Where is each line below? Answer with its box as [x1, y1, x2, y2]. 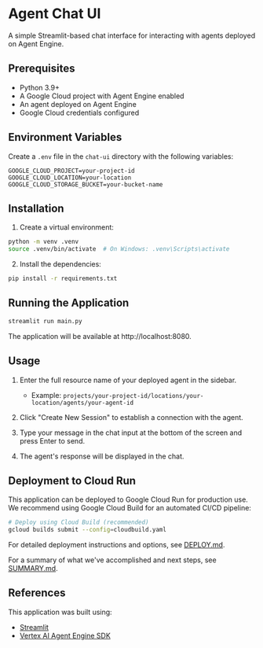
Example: [31, 390, 61, 399]
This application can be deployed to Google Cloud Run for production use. [8, 495, 249, 504]
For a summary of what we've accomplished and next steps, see [8, 555, 217, 565]
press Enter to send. [19, 436, 85, 445]
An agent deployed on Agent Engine [19, 99, 137, 109]
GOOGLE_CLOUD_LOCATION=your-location [8, 174, 132, 182]
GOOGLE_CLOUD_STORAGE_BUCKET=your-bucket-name [8, 180, 163, 189]
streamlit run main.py [8, 317, 82, 325]
